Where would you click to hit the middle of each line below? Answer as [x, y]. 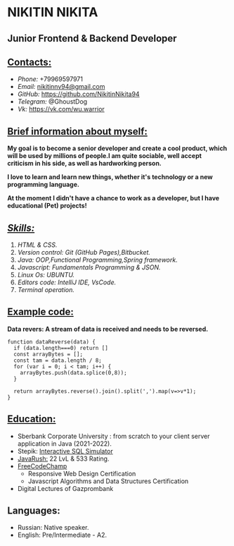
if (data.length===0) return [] [61, 348]
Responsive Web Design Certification [82, 473]
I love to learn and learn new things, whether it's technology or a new [110, 177]
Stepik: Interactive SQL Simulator [65, 451]
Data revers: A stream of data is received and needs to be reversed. [108, 329]
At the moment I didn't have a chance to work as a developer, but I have [113, 198]
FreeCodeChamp [42, 466]
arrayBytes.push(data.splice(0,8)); [74, 372]
